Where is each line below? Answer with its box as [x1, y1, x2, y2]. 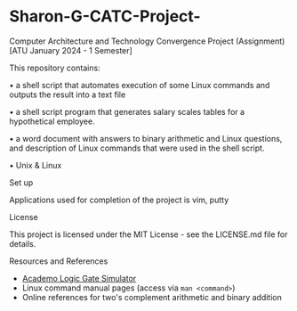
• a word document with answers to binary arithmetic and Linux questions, [9, 133, 283, 143]
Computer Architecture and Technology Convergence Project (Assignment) [9, 36, 285, 46]
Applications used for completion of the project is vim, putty [9, 194, 229, 205]
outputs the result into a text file [9, 89, 126, 100]
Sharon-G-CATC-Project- [9, 6, 202, 27]
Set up [9, 176, 34, 188]
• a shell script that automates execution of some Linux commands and [9, 79, 270, 90]
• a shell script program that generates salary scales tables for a [9, 106, 245, 117]
